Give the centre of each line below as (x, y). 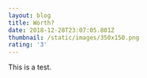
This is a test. (30, 67)
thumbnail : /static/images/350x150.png (74, 37)
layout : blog (30, 15)
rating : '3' (28, 45)
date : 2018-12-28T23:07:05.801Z (61, 30)
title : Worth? (32, 23)
